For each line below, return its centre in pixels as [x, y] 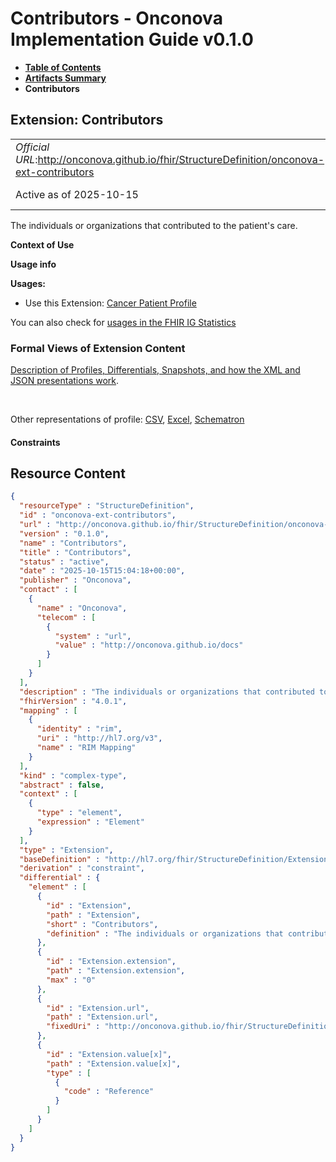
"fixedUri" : [73, 1027]
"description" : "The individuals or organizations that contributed [167, 692]
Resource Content [68, 473]
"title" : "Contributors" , [75, 552]
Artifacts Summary [65, 78]
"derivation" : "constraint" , [82, 868]
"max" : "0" [71, 980]
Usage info [33, 264]
